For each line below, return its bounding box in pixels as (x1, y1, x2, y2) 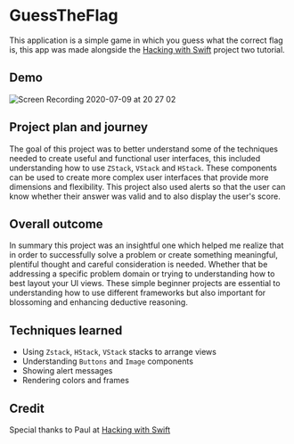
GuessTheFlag (9, 5, 118, 26)
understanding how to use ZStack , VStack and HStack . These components (9, 162, 278, 173)
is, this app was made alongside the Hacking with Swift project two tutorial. (9, 44, 285, 54)
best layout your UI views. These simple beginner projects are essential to (9, 278, 281, 289)
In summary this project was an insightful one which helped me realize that (9, 240, 284, 251)
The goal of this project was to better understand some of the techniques (9, 144, 279, 154)
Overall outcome (9, 216, 104, 232)
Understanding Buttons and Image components (21, 356, 194, 366)
